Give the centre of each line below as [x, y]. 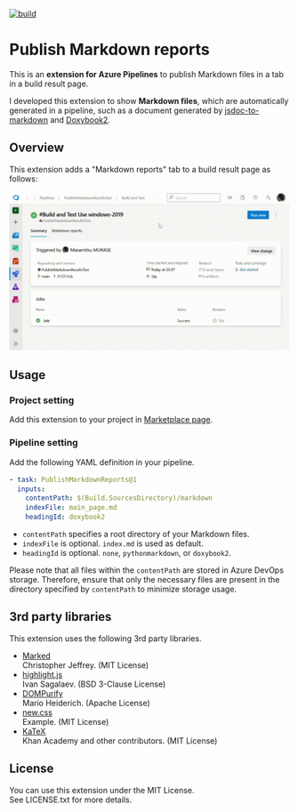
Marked [36, 655]
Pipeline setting [44, 443]
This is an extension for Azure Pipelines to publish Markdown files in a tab [147, 74]
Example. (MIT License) [65, 721]
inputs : [32, 489]
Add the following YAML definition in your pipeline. [102, 462]
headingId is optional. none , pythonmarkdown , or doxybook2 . [126, 553]
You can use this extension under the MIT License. [102, 790]
